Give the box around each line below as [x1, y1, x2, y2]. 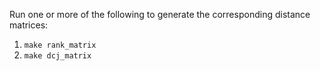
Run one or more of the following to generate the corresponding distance [9, 9, 311, 20]
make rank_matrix [23, 40, 97, 50]
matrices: [9, 19, 49, 31]
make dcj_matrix [23, 51, 92, 61]
